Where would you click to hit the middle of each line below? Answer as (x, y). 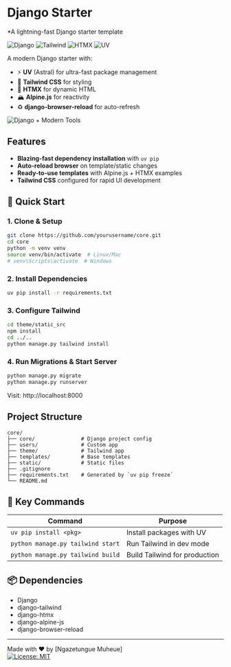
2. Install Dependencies (47, 278)
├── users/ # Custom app (63, 444)
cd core (18, 242)
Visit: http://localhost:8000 (45, 395)
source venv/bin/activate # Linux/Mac (64, 255)
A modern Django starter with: (50, 58)
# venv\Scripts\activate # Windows (59, 261)
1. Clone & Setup (35, 221)
